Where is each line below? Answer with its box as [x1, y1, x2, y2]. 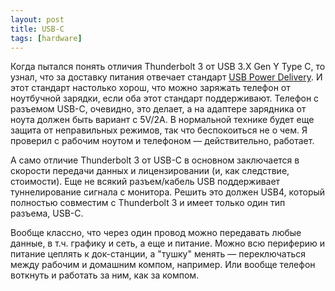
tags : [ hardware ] [10, 33, 83, 43]
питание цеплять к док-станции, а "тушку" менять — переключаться [10, 248, 306, 260]
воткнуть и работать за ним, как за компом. [10, 269, 200, 281]
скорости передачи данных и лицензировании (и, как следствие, [10, 165, 290, 177]
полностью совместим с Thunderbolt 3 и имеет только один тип [10, 197, 286, 209]
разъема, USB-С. [10, 207, 84, 220]
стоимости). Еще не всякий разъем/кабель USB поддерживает [10, 176, 281, 188]
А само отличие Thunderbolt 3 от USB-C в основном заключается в [10, 154, 300, 166]
